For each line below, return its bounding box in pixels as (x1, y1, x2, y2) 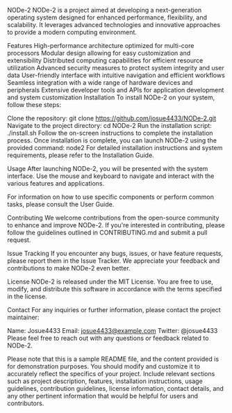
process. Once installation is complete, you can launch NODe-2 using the (7, 136, 217, 145)
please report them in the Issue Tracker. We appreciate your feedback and (7, 257, 220, 265)
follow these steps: (7, 101, 61, 108)
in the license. (7, 292, 47, 300)
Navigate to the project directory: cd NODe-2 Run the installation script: (7, 122, 212, 129)
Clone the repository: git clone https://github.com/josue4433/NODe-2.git (7, 114, 217, 122)
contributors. (7, 399, 44, 407)
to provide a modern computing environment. (7, 28, 138, 36)
